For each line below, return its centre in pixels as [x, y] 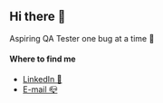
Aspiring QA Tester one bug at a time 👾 [82, 38]
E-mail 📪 [40, 89]
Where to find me [43, 59]
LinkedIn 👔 [42, 80]
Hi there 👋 [38, 17]
